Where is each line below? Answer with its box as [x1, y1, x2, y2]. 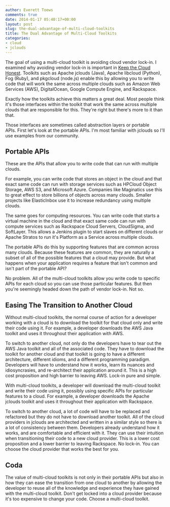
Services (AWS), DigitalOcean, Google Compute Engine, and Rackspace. [5, 86, 157, 92]
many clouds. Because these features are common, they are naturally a [5, 249, 154, 256]
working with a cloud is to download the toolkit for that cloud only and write [5, 320, 163, 326]
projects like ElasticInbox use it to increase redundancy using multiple [5, 197, 151, 203]
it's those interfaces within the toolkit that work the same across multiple [5, 101, 157, 107]
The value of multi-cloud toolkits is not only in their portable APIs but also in [5, 475, 164, 481]
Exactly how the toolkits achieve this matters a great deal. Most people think [5, 96, 165, 102]
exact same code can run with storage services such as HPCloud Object [5, 181, 157, 188]
